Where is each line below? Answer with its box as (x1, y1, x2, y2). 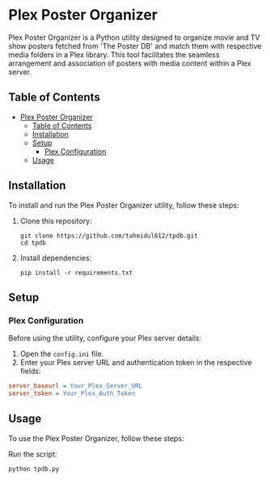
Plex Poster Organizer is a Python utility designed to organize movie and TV (8, 32, 260, 42)
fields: (19, 367, 41, 376)
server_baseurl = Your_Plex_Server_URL (8, 382, 143, 390)
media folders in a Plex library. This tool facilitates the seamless (8, 49, 220, 59)
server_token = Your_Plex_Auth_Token (8, 389, 136, 398)
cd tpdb (19, 238, 46, 247)
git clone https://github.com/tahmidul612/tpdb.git (19, 231, 198, 240)
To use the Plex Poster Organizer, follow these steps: (8, 433, 184, 443)
